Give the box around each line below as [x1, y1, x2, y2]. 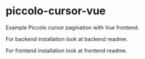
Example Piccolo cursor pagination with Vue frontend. [5, 24, 140, 31]
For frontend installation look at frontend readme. [5, 46, 128, 54]
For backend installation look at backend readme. [5, 35, 128, 42]
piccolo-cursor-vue [5, 4, 106, 18]
